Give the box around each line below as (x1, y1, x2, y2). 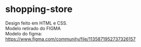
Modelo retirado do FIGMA (5, 25, 61, 31)
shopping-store (5, 3, 73, 15)
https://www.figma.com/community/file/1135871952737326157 (5, 36, 136, 42)
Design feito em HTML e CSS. (5, 20, 67, 26)
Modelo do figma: (5, 30, 42, 36)
